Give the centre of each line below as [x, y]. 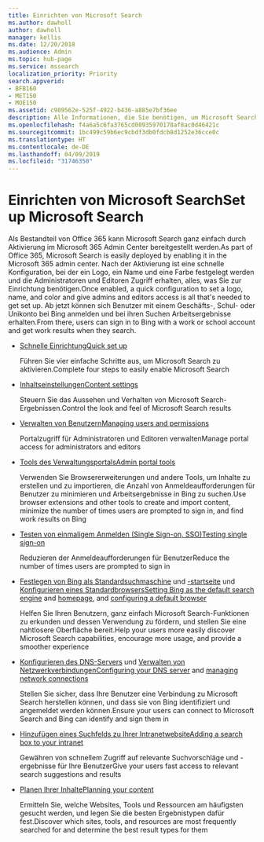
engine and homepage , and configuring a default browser [113, 599]
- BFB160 [22, 88]
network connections [54, 679]
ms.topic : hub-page [40, 60]
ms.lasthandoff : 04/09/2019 [54, 154]
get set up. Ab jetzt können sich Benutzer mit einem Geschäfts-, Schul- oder [132, 306]
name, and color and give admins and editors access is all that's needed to [129, 297]
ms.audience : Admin [40, 52]
